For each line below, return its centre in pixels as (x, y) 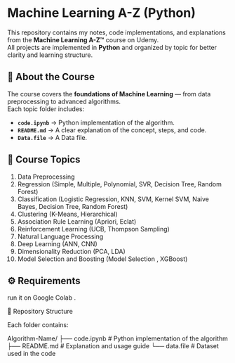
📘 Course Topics (44, 160)
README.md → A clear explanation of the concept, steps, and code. (112, 130)
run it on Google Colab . (41, 298)
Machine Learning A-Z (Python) (102, 13)
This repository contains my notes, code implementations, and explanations (116, 32)
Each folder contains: (38, 325)
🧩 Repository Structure (40, 312)
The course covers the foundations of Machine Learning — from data (109, 94)
